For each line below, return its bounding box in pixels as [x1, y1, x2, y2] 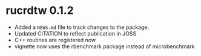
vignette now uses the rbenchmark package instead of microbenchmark [14, 43, 195, 50]
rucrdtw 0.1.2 [5, 4, 74, 17]
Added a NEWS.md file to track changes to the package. [14, 23, 150, 31]
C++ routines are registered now [14, 36, 96, 43]
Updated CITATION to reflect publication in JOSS [14, 30, 137, 37]
